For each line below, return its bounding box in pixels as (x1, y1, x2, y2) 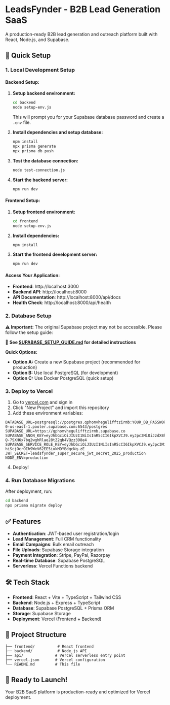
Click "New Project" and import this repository (12, 405, 109, 411)
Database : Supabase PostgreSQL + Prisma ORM (12, 605, 114, 611)
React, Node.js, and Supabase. (5, 37, 70, 43)
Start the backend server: (12, 177, 68, 183)
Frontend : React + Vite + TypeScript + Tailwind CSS (12, 594, 121, 600)
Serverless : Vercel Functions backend (12, 562, 93, 569)
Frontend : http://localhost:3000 (12, 283, 79, 290)
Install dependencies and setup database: (12, 129, 103, 136)
